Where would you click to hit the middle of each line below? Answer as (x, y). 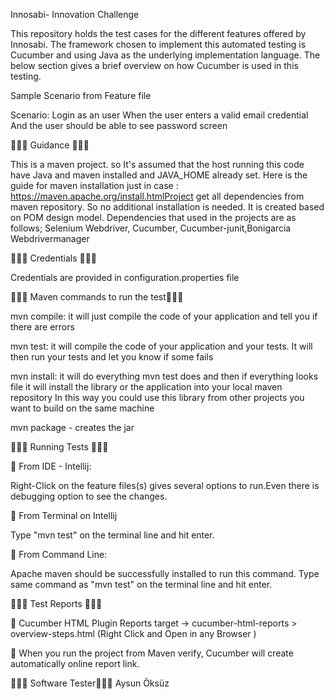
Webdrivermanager (50, 238)
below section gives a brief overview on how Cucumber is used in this (154, 65)
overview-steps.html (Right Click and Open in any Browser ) (133, 633)
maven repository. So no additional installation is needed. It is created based (167, 207)
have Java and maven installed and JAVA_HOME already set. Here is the (159, 175)
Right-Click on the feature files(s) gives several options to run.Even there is (165, 485)
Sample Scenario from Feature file (81, 95)
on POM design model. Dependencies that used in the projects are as (153, 217)
